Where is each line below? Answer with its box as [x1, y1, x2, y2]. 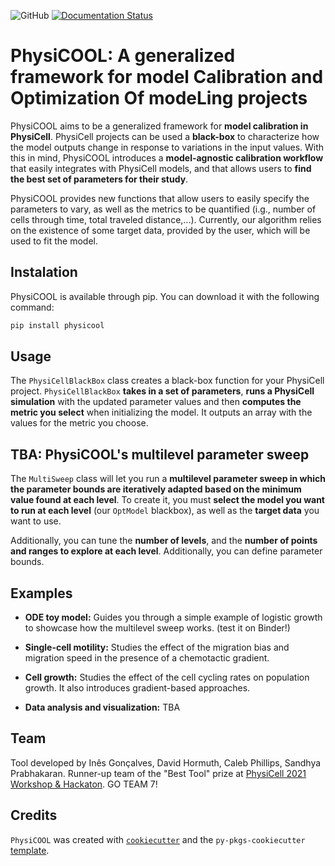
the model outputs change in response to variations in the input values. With [10, 141, 325, 153]
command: [10, 301, 55, 313]
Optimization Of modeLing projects [10, 87, 308, 110]
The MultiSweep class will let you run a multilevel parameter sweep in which [10, 473, 326, 485]
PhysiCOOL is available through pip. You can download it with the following [10, 290, 320, 302]
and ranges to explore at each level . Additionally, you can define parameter [10, 545, 323, 557]
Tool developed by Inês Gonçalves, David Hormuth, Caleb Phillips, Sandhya [10, 756, 322, 769]
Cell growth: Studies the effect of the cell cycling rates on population [24, 671, 310, 684]
